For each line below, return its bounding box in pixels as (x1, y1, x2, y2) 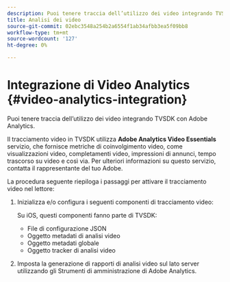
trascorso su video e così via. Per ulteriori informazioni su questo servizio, (7, 157, 216, 165)
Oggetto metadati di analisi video (27, 231, 121, 240)
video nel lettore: (7, 184, 55, 192)
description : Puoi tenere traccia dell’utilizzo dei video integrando (7, 10, 213, 17)
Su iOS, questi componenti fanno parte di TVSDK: (16, 211, 157, 219)
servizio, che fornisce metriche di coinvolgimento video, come (7, 142, 183, 151)
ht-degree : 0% (7, 42, 48, 49)
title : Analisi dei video (7, 16, 81, 23)
